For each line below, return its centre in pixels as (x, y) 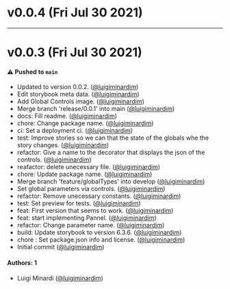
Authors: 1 (22, 262)
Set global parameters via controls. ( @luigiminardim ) (91, 189)
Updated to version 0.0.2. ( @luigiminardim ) (78, 87)
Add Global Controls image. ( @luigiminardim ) (81, 101)
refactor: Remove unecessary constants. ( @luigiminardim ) (99, 196)
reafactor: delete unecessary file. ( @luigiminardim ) (89, 167)
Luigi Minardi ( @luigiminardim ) (60, 278)
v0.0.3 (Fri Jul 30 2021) (75, 52)
